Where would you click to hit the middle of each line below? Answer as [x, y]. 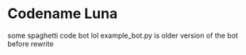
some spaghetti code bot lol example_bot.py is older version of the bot [123, 35]
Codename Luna [63, 14]
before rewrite [31, 43]
